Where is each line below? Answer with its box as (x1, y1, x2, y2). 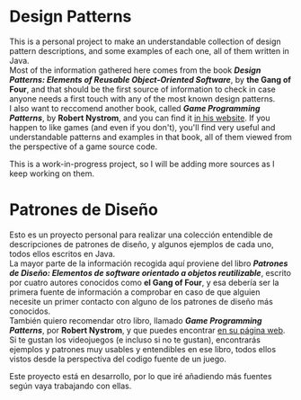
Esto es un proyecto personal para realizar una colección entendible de (9, 229, 273, 240)
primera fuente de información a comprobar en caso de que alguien (9, 286, 261, 298)
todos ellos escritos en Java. (9, 248, 116, 259)
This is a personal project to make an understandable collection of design (9, 36, 281, 47)
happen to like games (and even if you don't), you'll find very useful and (9, 121, 276, 132)
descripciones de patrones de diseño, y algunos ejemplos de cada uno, (9, 238, 274, 249)
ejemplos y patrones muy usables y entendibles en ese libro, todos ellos (9, 343, 277, 354)
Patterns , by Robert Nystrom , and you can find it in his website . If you (9, 112, 270, 123)
